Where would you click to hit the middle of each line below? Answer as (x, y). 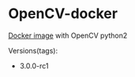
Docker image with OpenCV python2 (68, 35)
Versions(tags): (33, 50)
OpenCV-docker (63, 14)
